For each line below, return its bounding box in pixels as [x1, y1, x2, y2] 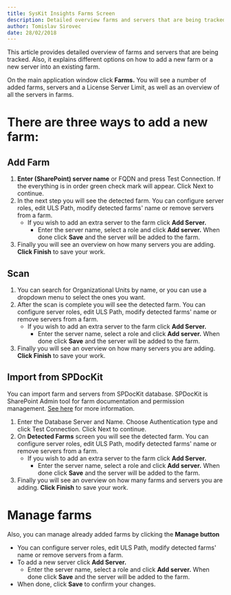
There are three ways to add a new [7, 115, 208, 131]
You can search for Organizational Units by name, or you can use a [16, 286, 207, 294]
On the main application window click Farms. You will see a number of [7, 76, 207, 85]
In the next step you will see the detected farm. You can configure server [16, 197, 224, 205]
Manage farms [7, 508, 92, 523]
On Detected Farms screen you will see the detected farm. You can [16, 432, 209, 440]
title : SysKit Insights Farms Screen [7, 10, 115, 17]
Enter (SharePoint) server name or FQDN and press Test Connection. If [16, 175, 221, 183]
